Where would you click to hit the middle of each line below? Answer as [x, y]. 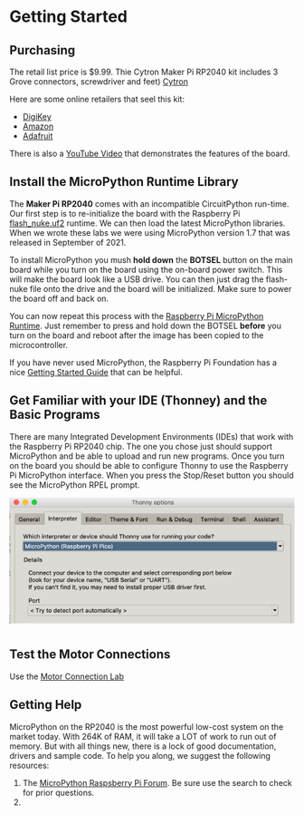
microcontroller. [39, 344]
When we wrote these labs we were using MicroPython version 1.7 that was [150, 232]
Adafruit [38, 136]
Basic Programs [55, 415]
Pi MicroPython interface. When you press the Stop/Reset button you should [152, 475]
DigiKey [37, 116]
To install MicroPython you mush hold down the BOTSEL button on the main [152, 259]
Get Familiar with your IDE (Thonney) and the [138, 401]
